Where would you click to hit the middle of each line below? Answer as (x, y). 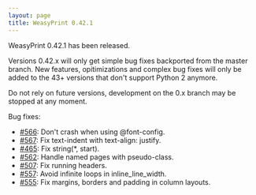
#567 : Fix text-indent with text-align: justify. (90, 140)
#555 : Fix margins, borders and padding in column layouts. (115, 182)
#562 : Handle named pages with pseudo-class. (97, 157)
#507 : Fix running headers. (63, 165)
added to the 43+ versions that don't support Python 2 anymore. (113, 77)
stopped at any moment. (48, 101)
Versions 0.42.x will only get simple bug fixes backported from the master (128, 61)
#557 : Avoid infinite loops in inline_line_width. (93, 174)
